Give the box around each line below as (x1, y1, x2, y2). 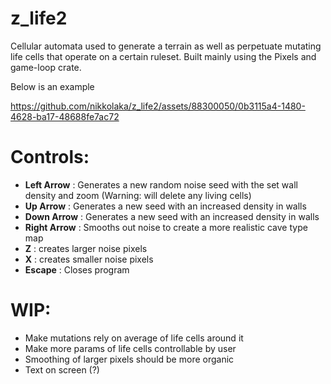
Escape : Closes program (24, 263, 130, 276)
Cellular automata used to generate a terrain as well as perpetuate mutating (10, 40, 322, 52)
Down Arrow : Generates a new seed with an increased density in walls (24, 210, 320, 222)
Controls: (10, 146, 90, 169)
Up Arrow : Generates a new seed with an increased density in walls (24, 200, 307, 212)
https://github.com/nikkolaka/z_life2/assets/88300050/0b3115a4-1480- (10, 100, 306, 112)
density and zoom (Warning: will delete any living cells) (24, 189, 252, 201)
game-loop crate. (10, 61, 82, 73)
